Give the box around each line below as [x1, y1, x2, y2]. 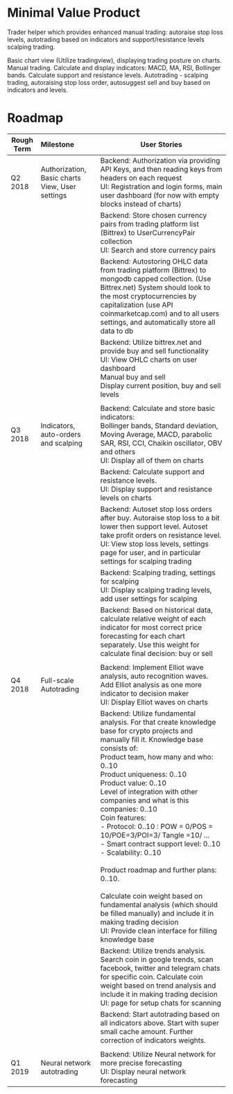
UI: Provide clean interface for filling [100, 926, 217, 935]
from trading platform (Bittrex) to [100, 265, 207, 275]
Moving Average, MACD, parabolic [100, 429, 213, 439]
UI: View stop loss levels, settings [100, 539, 209, 549]
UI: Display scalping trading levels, [100, 585, 212, 595]
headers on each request [100, 172, 182, 182]
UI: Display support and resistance [100, 484, 213, 494]
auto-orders [40, 429, 81, 439]
